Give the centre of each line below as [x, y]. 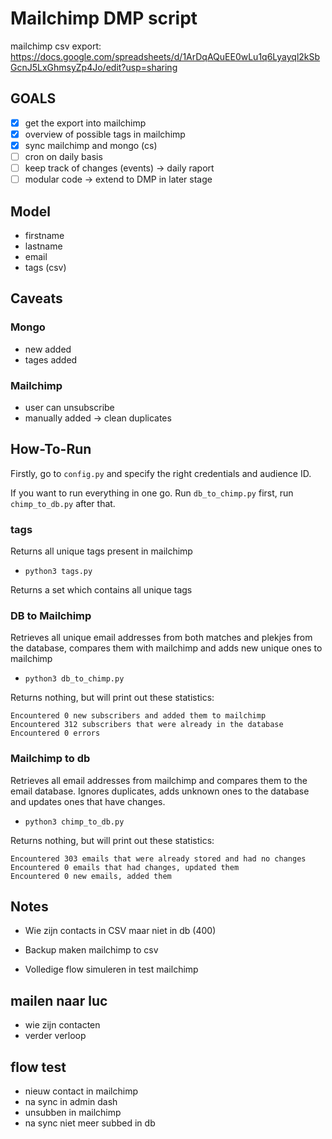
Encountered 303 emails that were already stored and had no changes [158, 858]
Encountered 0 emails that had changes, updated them [125, 867]
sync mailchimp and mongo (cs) [91, 145]
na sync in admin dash [71, 1102]
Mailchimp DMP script [104, 18]
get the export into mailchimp [85, 123]
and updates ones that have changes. [88, 801]
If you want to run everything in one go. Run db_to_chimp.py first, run [152, 493]
